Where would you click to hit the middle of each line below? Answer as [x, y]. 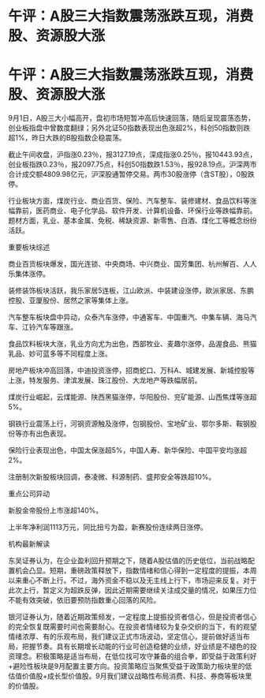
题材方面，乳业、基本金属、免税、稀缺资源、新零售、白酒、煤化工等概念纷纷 [132, 221]
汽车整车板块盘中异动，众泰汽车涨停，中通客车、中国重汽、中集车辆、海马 [129, 317]
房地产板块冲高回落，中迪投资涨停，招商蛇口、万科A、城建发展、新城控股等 [131, 371]
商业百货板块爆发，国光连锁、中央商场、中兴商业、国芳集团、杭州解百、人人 [132, 264]
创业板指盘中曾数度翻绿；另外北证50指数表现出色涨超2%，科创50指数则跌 [129, 128]
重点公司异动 [29, 494]
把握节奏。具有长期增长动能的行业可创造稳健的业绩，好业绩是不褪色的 [136, 647]
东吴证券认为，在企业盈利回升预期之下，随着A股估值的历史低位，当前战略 [128, 561]
